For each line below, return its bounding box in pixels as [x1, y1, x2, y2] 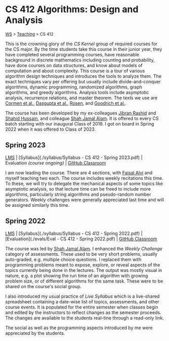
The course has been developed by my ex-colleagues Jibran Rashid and [5, 110, 156, 116]
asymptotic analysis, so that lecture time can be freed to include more [5, 185, 151, 192]
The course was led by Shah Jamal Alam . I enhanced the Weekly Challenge [5, 245, 163, 252]
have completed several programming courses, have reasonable [5, 51, 140, 57]
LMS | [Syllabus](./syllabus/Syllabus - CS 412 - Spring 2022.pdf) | [5, 230, 143, 236]
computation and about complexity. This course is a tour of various [5, 68, 145, 74]
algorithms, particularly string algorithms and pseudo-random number [5, 191, 151, 197]
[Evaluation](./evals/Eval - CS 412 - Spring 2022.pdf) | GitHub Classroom [5, 235, 157, 242]
